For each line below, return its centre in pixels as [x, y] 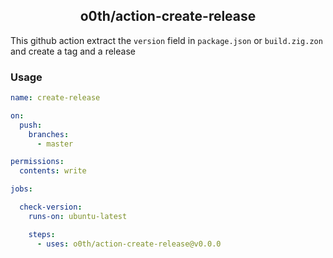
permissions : [37, 162]
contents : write [53, 171]
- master [55, 144]
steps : [42, 234]
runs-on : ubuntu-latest [78, 216]
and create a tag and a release [73, 51]
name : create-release [55, 98]
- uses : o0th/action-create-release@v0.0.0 [129, 244]
